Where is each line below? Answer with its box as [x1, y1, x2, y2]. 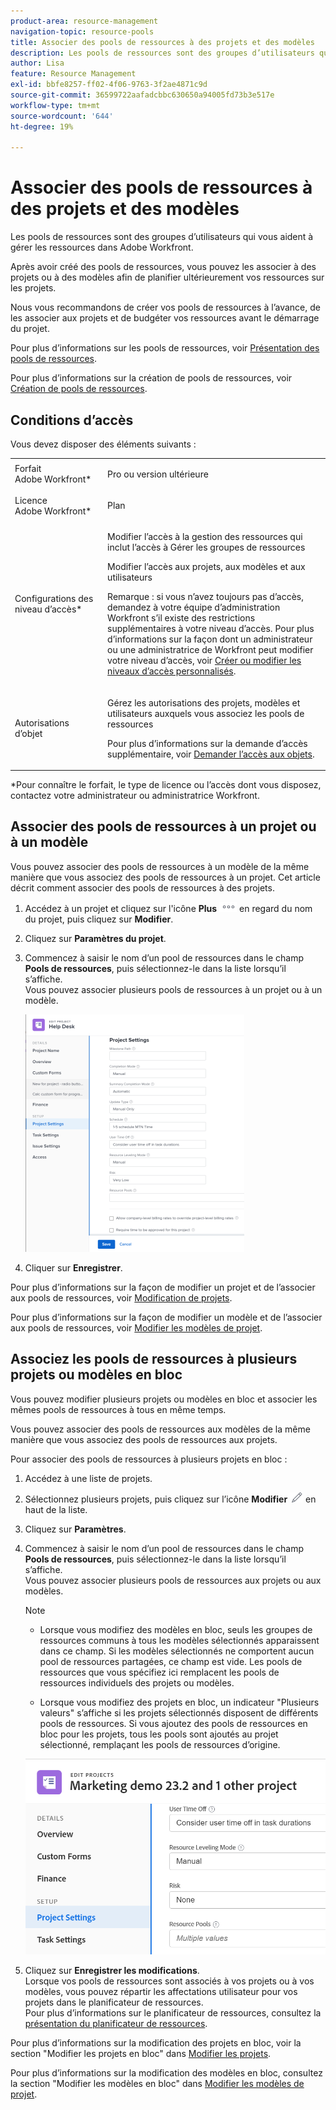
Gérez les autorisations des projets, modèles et [107, 696, 301, 709]
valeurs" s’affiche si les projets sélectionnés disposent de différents [39, 1706, 319, 1719]
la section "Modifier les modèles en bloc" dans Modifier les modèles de [10, 2078, 305, 2090]
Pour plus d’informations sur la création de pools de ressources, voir [10, 372, 293, 384]
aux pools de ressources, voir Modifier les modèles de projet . [10, 1321, 263, 1334]
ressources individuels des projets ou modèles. [39, 1676, 235, 1689]
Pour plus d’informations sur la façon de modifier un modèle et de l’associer [10, 1311, 323, 1323]
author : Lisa [10, 58, 65, 69]
